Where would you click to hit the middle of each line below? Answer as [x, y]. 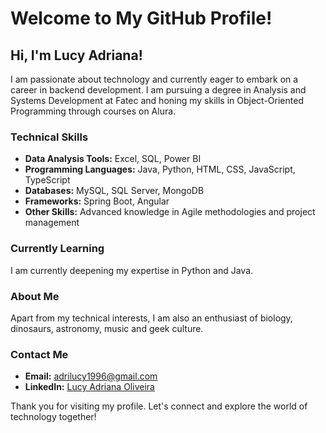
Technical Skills [49, 137]
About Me [35, 296]
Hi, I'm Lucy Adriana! [76, 55]
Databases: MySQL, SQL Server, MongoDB [114, 191]
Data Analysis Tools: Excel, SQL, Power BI [113, 159]
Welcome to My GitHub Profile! [141, 18]
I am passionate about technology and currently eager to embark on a [154, 79]
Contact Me [39, 354]
